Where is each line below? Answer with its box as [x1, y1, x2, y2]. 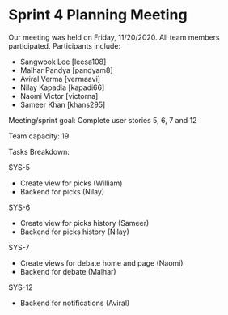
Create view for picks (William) [19, 178, 123, 188]
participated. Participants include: [8, 40, 121, 50]
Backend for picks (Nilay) [19, 186, 105, 196]
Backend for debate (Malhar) [19, 266, 116, 276]
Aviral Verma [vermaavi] [19, 74, 101, 83]
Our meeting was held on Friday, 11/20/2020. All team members [8, 32, 220, 42]
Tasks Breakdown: [8, 147, 70, 156]
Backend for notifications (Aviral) [19, 298, 130, 308]
